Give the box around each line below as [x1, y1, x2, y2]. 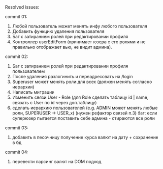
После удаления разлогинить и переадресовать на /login [12, 74, 133, 79]
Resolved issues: [5, 4, 39, 10]
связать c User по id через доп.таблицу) [12, 100, 97, 105]
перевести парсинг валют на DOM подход [12, 159, 102, 164]
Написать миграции [12, 89, 55, 95]
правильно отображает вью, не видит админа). [12, 44, 112, 50]
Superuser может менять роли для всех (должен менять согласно [12, 79, 152, 84]
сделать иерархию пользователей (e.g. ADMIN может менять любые [12, 105, 158, 111]
